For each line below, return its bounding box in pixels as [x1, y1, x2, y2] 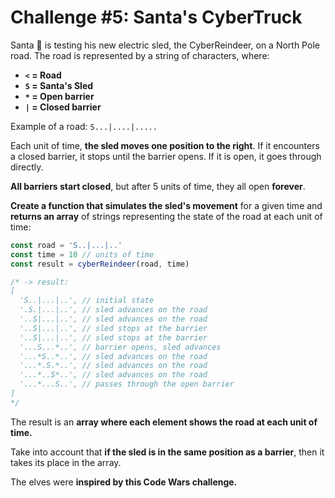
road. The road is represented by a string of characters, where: [10, 49, 270, 61]
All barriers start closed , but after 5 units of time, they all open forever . [10, 180, 306, 192]
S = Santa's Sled [24, 79, 94, 91]
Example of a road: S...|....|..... [10, 120, 158, 132]
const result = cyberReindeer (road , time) [10, 259, 190, 269]
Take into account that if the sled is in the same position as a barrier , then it [10, 446, 325, 458]
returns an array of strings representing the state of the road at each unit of [10, 210, 323, 222]
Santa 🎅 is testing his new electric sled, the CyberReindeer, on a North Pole [10, 39, 320, 51]
